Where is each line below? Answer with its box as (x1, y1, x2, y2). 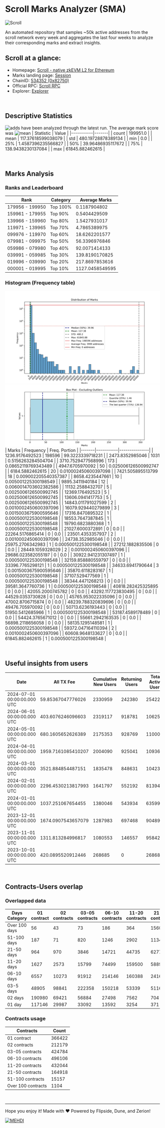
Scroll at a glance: (5, 54, 61, 63)
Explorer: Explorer (12, 88, 49, 94)
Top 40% (50, 245, 69, 251)
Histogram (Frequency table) (5, 279, 75, 286)
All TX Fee (54, 679, 75, 685)
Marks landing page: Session (12, 72, 71, 78)
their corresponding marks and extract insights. (5, 39, 102, 45)
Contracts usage (5, 1015, 46, 1022)
